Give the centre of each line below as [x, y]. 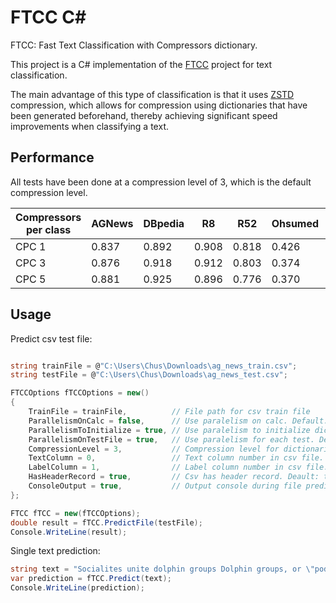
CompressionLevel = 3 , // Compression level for [154, 449]
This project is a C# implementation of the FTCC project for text [141, 64]
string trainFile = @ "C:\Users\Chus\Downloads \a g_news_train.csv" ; [154, 366]
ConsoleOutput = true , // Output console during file [165, 486]
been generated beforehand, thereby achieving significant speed [144, 115]
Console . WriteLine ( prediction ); [77, 588]
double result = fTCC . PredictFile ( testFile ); [106, 522]
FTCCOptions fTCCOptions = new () [80, 393]
